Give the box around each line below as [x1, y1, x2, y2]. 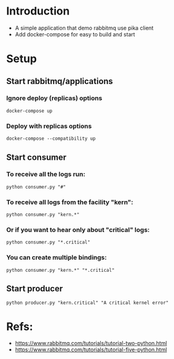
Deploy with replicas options [6, 122, 92, 130]
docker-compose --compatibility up [6, 136, 96, 142]
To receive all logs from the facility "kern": [6, 198, 134, 206]
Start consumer [6, 152, 66, 162]
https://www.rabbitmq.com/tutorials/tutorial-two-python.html [14, 340, 167, 347]
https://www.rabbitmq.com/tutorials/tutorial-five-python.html [14, 346, 167, 354]
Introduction [6, 4, 70, 18]
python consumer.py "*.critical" [6, 239, 91, 246]
